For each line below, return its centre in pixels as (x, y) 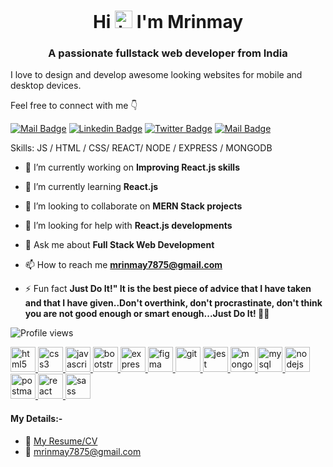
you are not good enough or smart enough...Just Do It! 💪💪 (147, 314)
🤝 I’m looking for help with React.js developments (128, 226)
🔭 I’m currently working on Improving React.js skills (132, 167)
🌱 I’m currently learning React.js (91, 187)
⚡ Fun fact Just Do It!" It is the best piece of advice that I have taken (168, 289)
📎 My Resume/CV (61, 441)
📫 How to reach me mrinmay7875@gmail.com (123, 265)
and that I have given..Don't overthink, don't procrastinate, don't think (173, 303)
